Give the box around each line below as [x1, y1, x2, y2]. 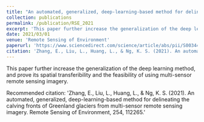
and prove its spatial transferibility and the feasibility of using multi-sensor [6, 71, 192, 79]
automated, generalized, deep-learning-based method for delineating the [6, 95, 190, 103]
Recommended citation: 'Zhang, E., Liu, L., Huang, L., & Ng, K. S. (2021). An [6, 89, 195, 97]
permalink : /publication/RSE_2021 [6, 20, 94, 26]
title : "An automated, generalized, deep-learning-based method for [6, 8, 183, 15]
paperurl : [6, 43, 32, 49]
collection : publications [6, 14, 72, 21]
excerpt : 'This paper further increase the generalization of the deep [6, 25, 191, 32]
